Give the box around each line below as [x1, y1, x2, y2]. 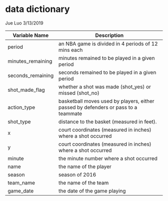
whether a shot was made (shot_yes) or [58, 83, 151, 90]
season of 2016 [58, 171, 96, 178]
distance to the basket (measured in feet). [58, 118, 157, 125]
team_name [7, 179, 35, 186]
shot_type [7, 118, 31, 125]
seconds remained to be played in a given [58, 69, 156, 76]
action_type [7, 104, 35, 111]
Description [95, 31, 124, 38]
